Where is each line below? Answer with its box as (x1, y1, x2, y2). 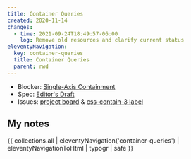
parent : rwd (13, 63, 49, 70)
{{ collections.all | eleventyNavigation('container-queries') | (7, 136, 180, 145)
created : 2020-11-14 (7, 17, 68, 24)
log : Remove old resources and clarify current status (20, 37, 185, 44)
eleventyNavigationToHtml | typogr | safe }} (7, 144, 134, 153)
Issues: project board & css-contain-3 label (17, 97, 143, 106)
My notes (7, 118, 50, 130)
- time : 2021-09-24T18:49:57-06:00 (13, 30, 118, 37)
